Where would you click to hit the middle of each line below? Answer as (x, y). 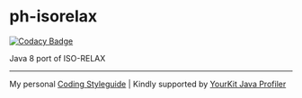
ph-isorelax (53, 16)
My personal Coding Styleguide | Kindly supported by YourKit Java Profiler (148, 84)
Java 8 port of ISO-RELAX (58, 58)
